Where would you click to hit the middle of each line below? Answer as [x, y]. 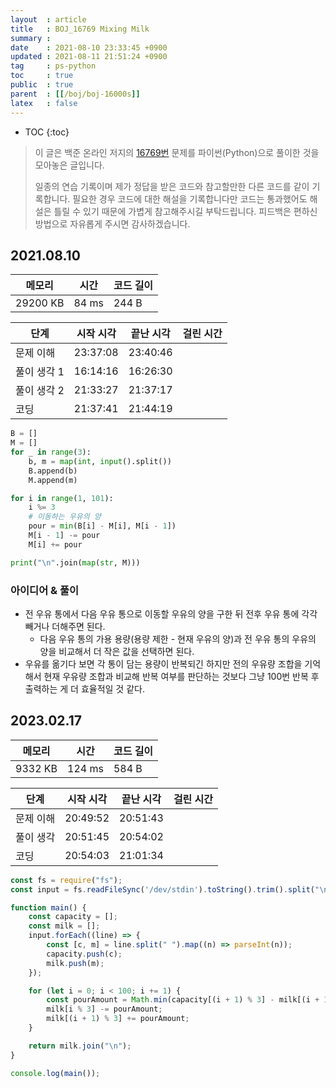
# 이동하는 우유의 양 [65, 517]
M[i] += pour [55, 544]
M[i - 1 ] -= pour [64, 536]
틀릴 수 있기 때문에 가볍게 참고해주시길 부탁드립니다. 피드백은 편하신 [185, 211]
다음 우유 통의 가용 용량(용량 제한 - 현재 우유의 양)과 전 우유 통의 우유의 [178, 638]
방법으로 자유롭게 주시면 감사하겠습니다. [112, 223]
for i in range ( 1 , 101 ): [62, 498]
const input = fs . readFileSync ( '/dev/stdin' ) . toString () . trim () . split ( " [165, 889]
